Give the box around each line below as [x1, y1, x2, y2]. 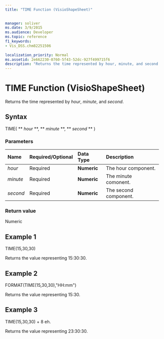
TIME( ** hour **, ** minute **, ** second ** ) [5, 125, 96, 132]
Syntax [5, 113, 27, 121]
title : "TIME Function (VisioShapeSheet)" [5, 7, 93, 12]
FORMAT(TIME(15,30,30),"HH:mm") [5, 282, 77, 288]
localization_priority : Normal [5, 52, 69, 58]
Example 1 [5, 233, 37, 241]
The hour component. [105, 165, 156, 172]
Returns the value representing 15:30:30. [5, 255, 87, 261]
